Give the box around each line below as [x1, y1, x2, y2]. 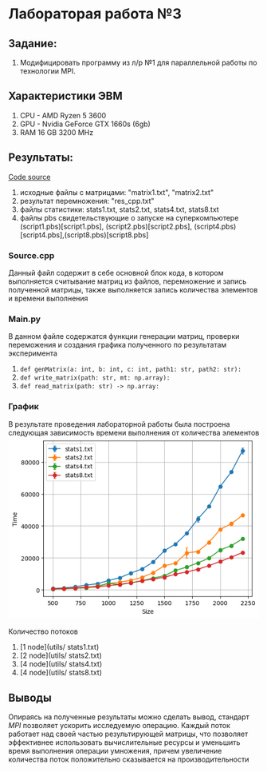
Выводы [8, 690, 52, 704]
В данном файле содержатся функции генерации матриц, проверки [8, 332, 240, 341]
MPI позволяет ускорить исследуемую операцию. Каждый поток [8, 721, 231, 730]
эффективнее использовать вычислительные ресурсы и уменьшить [8, 738, 241, 747]
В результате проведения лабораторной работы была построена [8, 419, 230, 428]
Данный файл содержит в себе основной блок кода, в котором [8, 268, 225, 277]
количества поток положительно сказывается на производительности [8, 754, 249, 764]
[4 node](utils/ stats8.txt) [19, 668, 102, 678]
